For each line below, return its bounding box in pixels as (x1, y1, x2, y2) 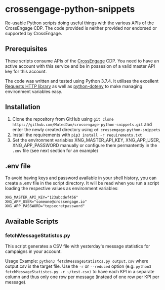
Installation (5, 103, 41, 111)
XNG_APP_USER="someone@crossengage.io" (5, 199, 87, 204)
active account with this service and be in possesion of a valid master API (5, 63, 155, 69)
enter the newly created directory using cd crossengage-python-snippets (12, 126, 161, 132)
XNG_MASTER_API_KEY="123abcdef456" (5, 195, 79, 200)
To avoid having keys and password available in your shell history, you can (5, 175, 157, 181)
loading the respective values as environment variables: (5, 186, 119, 192)
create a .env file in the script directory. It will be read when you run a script (5, 180, 159, 186)
